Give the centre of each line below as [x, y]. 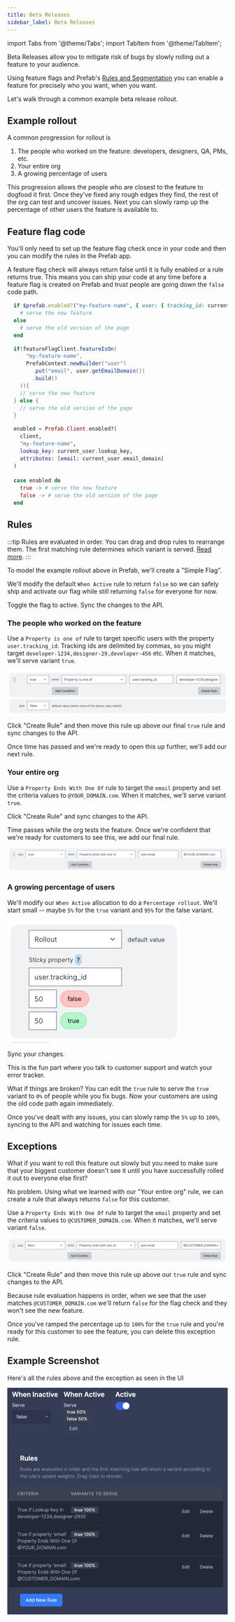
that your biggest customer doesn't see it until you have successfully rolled [115, 1171]
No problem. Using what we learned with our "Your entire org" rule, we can [115, 1192]
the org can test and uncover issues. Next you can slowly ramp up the [108, 202]
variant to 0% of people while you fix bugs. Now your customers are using [113, 1096]
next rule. [21, 754]
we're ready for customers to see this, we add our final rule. [93, 837]
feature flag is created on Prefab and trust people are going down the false [116, 285]
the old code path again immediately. [60, 1103]
